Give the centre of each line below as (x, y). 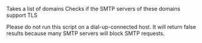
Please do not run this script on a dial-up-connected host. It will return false (101, 27)
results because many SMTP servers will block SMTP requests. (86, 33)
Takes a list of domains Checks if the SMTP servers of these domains (93, 9)
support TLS (22, 15)
